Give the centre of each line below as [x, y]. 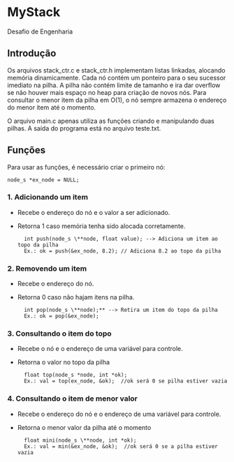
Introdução [32, 53]
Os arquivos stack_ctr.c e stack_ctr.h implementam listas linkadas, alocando [116, 70]
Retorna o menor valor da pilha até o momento [84, 427]
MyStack [34, 12]
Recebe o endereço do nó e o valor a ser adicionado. [94, 212]
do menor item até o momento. [52, 107]
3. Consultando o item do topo [59, 334]
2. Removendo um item [47, 268]
